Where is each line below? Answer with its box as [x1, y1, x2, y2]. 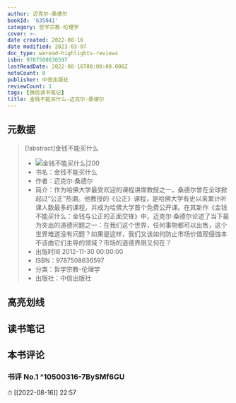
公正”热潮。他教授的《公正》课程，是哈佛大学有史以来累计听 [50, 194, 227, 202]
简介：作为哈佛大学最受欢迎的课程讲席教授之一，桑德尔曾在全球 [35, 185, 221, 194]
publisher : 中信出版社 [7, 76, 69, 83]
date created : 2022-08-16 [7, 37, 83, 44]
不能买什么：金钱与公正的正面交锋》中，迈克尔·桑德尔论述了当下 [35, 211, 223, 220]
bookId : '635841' [7, 17, 59, 24]
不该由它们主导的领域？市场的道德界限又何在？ [35, 238, 172, 247]
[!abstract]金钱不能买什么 [24, 144, 99, 152]
